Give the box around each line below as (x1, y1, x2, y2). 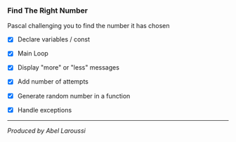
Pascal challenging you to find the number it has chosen (7, 22, 170, 30)
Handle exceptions (17, 105, 72, 114)
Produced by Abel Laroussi (7, 126, 86, 135)
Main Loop (17, 49, 49, 58)
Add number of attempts (17, 77, 89, 86)
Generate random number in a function (17, 91, 131, 100)
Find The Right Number (7, 6, 88, 15)
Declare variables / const (17, 35, 90, 44)
